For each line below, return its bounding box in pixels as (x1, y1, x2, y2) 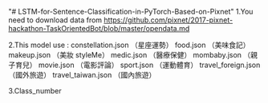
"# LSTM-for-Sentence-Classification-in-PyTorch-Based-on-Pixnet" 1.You (8, 7, 254, 16)
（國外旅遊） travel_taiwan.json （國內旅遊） (8, 70, 156, 79)
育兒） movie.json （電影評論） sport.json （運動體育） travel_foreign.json (14, 60, 261, 69)
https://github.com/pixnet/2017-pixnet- (104, 15, 233, 25)
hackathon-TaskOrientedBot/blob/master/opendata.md (8, 24, 190, 33)
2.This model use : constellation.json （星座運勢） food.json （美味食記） (8, 40, 250, 50)
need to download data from (8, 15, 103, 25)
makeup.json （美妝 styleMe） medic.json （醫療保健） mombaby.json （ (8, 50, 251, 59)
